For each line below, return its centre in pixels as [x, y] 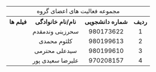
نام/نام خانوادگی [55, 22]
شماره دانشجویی [106, 22]
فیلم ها [18, 22]
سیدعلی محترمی [55, 51]
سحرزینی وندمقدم [56, 31]
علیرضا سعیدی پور [56, 60]
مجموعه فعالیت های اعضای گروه [78, 11]
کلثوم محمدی [56, 41]
